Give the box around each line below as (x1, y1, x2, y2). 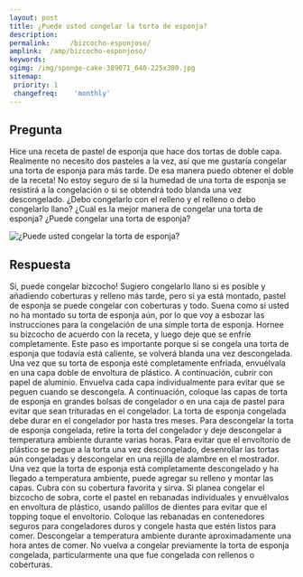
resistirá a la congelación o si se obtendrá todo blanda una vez (9, 184, 242, 195)
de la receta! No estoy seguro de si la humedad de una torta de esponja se (9, 175, 287, 186)
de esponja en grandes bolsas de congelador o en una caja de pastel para (9, 396, 286, 407)
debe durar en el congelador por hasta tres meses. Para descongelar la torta (9, 415, 294, 426)
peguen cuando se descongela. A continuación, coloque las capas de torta (9, 386, 289, 397)
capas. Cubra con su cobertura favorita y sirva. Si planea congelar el (9, 482, 265, 493)
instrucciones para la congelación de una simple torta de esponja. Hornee (9, 320, 284, 330)
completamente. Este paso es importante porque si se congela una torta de (9, 339, 289, 349)
